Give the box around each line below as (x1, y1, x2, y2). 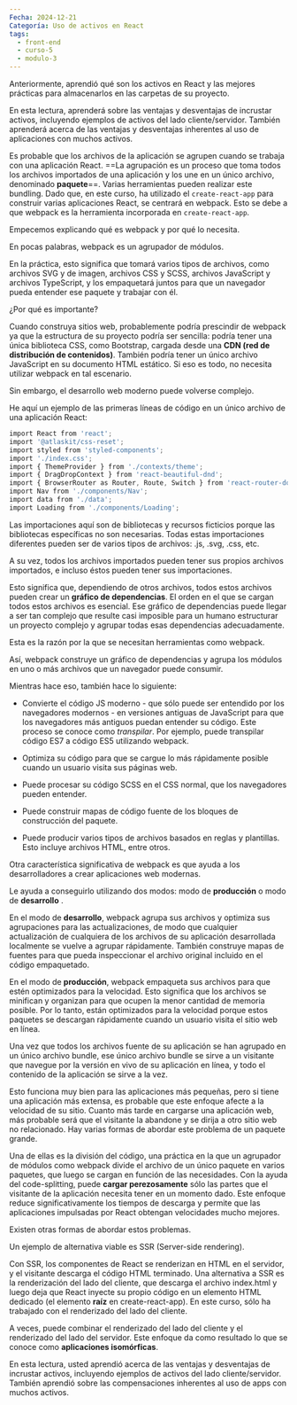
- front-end (17, 37, 62, 47)
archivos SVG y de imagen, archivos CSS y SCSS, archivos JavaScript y (9, 268, 271, 278)
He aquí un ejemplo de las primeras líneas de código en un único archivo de (9, 402, 286, 413)
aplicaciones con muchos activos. (9, 134, 133, 144)
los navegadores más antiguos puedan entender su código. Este (21, 716, 256, 727)
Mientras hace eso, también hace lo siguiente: (9, 680, 177, 691)
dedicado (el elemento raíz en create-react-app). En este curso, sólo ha (9, 1296, 271, 1307)
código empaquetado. (9, 959, 90, 970)
